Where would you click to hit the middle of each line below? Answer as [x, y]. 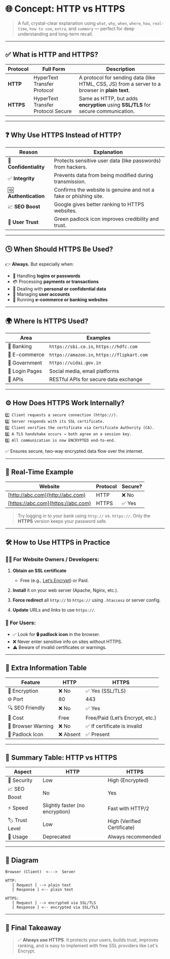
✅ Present [98, 734]
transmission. [70, 182]
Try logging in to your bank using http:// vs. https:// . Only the [84, 516]
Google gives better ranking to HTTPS [99, 204]
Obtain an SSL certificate [39, 571]
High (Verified [124, 821]
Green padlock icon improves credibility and [107, 219]
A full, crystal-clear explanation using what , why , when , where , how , [84, 23]
